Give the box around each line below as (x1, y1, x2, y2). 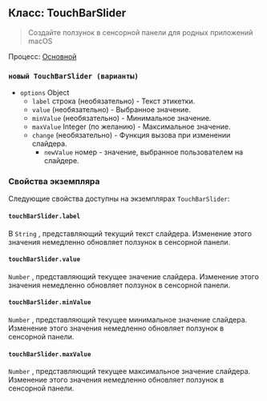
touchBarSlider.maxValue (8, 350, 91, 359)
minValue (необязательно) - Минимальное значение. (31, 114, 212, 123)
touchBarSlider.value (8, 255, 81, 263)
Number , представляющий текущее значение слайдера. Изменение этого (8, 271, 259, 281)
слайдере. (43, 156, 79, 166)
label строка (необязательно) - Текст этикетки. (31, 96, 196, 106)
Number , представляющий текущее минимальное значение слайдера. (8, 315, 248, 325)
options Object (19, 88, 70, 98)
